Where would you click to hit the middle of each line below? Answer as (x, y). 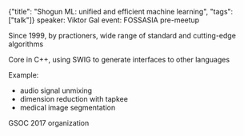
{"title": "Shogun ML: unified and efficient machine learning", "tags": (121, 12)
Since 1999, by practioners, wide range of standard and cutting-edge (122, 36)
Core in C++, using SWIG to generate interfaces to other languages (119, 60)
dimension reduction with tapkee (74, 99)
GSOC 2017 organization (49, 123)
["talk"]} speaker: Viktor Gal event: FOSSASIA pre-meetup (104, 20)
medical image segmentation (68, 108)
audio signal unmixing (56, 90)
